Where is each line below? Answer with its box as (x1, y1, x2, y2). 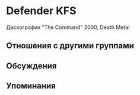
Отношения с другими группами (6, 41, 135, 51)
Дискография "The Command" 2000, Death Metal (6, 24, 130, 31)
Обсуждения (6, 61, 57, 71)
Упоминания (6, 81, 56, 91)
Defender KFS (6, 4, 77, 18)
